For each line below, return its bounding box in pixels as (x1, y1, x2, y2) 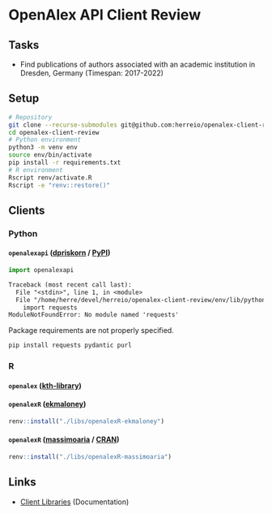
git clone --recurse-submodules (8, 120, 117, 129)
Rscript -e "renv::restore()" (8, 181, 111, 189)
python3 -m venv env (8, 144, 79, 152)
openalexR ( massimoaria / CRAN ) (8, 434, 120, 444)
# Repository (8, 113, 53, 121)
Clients (8, 203, 45, 217)
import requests (23, 303, 79, 312)
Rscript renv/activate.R (8, 173, 92, 182)
